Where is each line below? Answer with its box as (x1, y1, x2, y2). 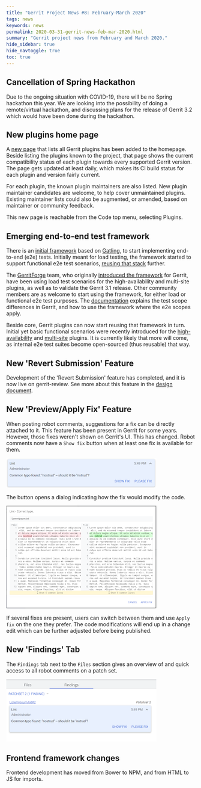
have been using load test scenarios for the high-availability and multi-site (6, 278, 190, 285)
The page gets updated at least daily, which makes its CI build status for (6, 165, 185, 172)
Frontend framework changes (6, 753, 120, 763)
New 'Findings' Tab (6, 644, 80, 655)
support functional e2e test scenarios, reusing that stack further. (6, 260, 166, 267)
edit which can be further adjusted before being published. (6, 627, 152, 634)
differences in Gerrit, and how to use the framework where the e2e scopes (6, 304, 191, 311)
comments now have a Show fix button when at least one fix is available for (6, 439, 193, 446)
